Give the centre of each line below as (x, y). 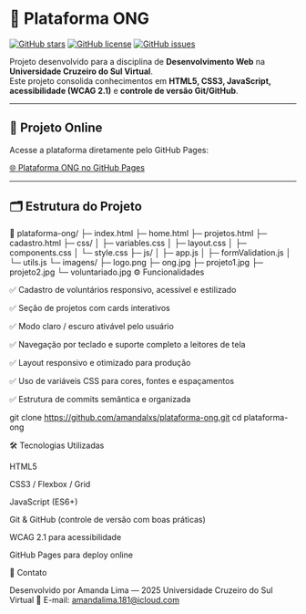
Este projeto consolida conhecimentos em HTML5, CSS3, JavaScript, (140, 80)
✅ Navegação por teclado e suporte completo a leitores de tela (127, 344)
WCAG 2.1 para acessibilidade (66, 536)
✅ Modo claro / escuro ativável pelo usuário (92, 326)
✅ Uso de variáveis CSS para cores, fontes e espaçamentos (122, 380)
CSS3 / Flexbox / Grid (50, 484)
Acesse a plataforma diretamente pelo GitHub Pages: (109, 150)
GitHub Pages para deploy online (71, 555)
